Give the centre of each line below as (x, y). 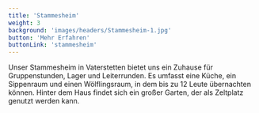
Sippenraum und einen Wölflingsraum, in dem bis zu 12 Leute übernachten (130, 85)
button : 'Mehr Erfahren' (49, 38)
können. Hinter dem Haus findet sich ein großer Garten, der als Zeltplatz (126, 92)
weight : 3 (25, 23)
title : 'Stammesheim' (44, 15)
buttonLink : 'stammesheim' (53, 45)
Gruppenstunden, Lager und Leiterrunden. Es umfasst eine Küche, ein (122, 76)
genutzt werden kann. (44, 101)
